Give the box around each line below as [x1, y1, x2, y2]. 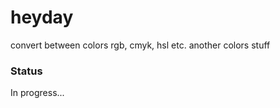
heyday [10, 6, 74, 29]
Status [10, 64, 43, 78]
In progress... [10, 87, 65, 99]
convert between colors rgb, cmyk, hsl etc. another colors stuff [10, 39, 271, 51]
